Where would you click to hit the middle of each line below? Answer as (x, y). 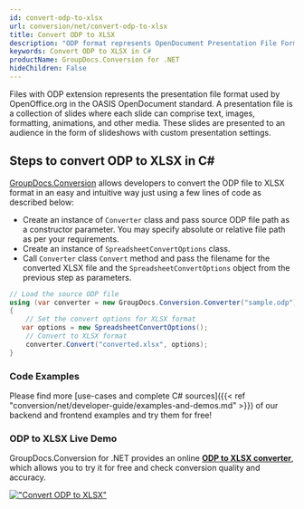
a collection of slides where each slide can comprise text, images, (132, 113)
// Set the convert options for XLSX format (111, 319)
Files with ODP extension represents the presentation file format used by (145, 94)
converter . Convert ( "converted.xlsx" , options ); (117, 344)
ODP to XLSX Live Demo (63, 438)
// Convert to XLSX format (76, 336)
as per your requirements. (71, 239)
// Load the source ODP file (64, 294)
